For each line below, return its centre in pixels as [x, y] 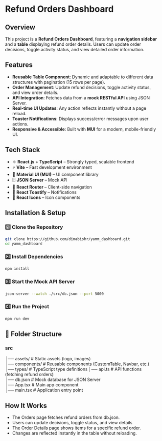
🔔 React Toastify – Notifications [44, 192]
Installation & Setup [35, 213]
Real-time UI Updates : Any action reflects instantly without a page [79, 108]
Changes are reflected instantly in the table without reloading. [74, 433]
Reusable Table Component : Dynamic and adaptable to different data [82, 77]
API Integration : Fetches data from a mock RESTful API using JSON [81, 97]
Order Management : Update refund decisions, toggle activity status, [81, 87]
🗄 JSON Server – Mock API [40, 180]
